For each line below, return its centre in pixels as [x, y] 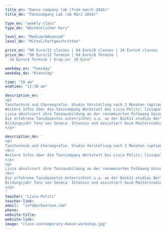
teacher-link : [20, 201]
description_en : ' [24, 95]
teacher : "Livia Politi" [31, 196]
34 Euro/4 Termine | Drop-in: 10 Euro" [51, 59]
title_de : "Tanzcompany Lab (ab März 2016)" [52, 14]
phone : [12, 210]
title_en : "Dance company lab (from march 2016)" [57, 10]
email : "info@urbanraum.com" [36, 206]
